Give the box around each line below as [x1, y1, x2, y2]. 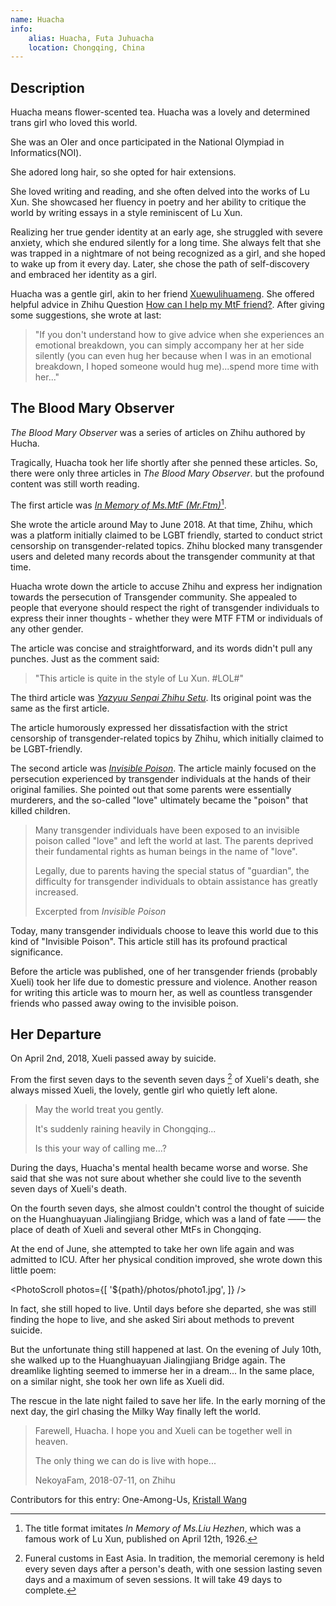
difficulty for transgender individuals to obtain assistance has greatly [34, 875, 318, 887]
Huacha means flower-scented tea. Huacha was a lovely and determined [10, 106, 311, 118]
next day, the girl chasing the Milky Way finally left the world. [10, 1406, 262, 1417]
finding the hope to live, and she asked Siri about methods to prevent [10, 1314, 295, 1325]
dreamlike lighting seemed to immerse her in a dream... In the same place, [10, 1365, 315, 1376]
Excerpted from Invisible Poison [34, 905, 167, 917]
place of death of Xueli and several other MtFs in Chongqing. [10, 1224, 262, 1235]
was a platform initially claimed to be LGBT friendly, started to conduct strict [10, 529, 323, 541]
